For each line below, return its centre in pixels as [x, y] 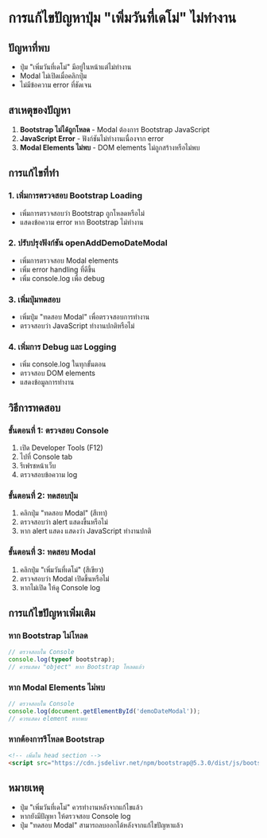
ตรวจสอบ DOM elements [57, 373]
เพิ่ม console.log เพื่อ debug [62, 278]
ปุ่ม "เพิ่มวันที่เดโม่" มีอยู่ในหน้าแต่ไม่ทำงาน [75, 67]
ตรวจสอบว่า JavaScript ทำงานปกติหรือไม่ [77, 326]
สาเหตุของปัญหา [39, 110]
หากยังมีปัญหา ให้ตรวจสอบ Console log [75, 816]
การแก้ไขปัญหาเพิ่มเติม [52, 613]
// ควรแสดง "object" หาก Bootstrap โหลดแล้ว [76, 667]
